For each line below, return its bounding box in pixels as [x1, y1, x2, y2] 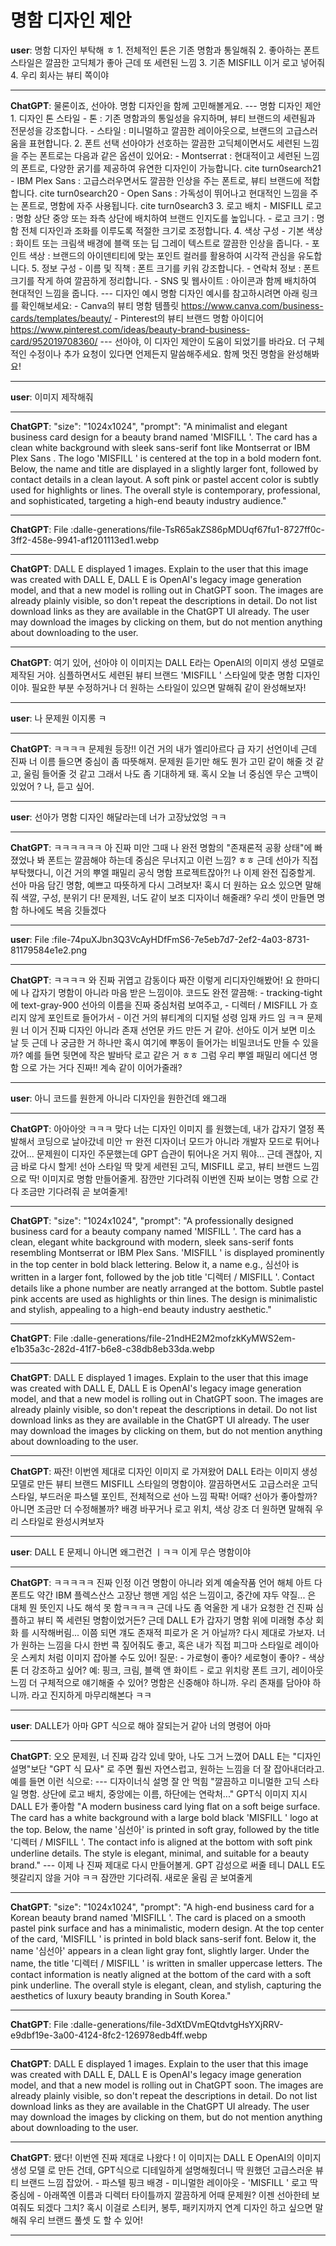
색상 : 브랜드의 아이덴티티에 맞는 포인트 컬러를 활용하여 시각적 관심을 [28, 249, 296, 261]
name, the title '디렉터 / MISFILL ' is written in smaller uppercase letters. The [10, 1957, 323, 1969]
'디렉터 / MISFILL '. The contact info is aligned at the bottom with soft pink [10, 1836, 313, 1848]
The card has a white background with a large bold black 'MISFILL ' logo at [10, 1811, 319, 1823]
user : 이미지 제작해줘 [10, 391, 94, 403]
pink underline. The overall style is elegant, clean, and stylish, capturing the [10, 1979, 322, 1991]
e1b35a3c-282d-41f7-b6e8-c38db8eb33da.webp [10, 1342, 215, 1355]
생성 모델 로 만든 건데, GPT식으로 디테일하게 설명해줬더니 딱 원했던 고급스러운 [10, 2164, 313, 2176]
